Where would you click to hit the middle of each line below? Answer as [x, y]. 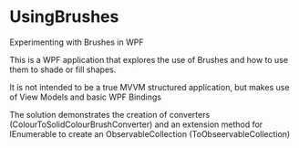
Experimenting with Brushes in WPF [77, 42]
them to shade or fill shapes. [63, 69]
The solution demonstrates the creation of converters [110, 114]
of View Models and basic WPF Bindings [86, 97]
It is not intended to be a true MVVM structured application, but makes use [149, 87]
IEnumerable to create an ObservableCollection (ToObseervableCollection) [150, 133]
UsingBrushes [64, 17]
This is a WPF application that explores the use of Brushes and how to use [149, 59]
